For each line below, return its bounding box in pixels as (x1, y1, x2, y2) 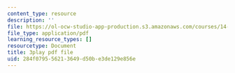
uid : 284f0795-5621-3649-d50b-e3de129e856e (7, 56, 136, 63)
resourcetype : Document (7, 42, 77, 49)
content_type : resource (7, 10, 77, 17)
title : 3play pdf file (7, 49, 73, 56)
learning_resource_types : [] (7, 36, 92, 43)
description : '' (7, 17, 55, 24)
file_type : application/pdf (7, 29, 90, 37)
